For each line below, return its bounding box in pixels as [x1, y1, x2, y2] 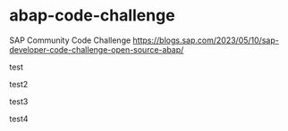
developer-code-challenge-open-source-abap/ [9, 44, 184, 54]
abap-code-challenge [9, 5, 176, 26]
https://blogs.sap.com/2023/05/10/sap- [132, 35, 279, 45]
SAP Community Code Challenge [9, 35, 131, 45]
